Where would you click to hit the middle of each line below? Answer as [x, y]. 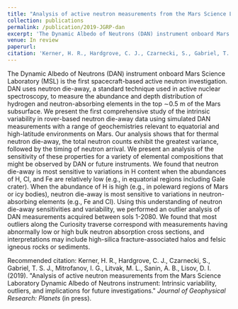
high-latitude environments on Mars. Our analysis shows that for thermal [113, 134]
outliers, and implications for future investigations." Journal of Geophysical [117, 291]
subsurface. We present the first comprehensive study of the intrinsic [109, 111]
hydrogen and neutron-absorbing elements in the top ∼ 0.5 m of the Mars [114, 103]
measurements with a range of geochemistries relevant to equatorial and [113, 126]
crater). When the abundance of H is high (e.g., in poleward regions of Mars [118, 186]
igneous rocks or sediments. [49, 247]
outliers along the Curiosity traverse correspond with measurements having [118, 224]
